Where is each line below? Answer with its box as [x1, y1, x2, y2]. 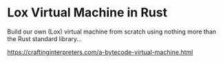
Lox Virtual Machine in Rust [7, 5, 167, 21]
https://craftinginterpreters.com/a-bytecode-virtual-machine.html [7, 48, 193, 56]
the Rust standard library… [7, 34, 83, 42]
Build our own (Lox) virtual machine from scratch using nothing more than [7, 27, 217, 36]
